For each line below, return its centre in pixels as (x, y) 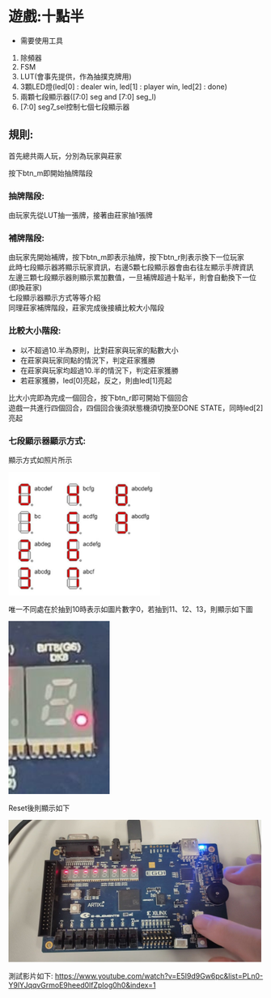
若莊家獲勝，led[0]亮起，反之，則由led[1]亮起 (96, 380)
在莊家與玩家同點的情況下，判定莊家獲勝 (87, 360)
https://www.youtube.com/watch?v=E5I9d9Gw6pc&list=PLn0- (159, 976)
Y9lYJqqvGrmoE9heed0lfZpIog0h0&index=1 (82, 985)
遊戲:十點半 (47, 17)
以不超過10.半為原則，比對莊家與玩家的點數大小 (99, 350)
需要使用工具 (41, 40)
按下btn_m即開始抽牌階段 (51, 173)
